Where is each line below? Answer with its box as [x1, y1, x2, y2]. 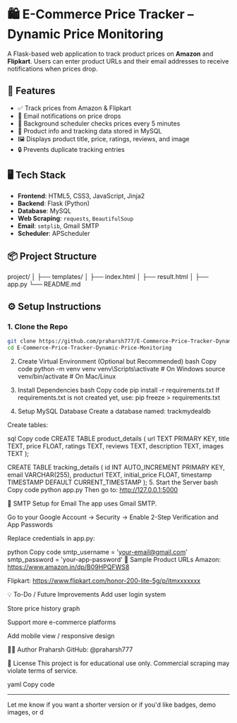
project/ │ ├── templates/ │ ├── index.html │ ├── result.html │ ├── [7, 273, 209, 281]
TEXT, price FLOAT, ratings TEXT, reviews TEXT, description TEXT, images [7, 441, 224, 450]
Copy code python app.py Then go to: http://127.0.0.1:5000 [7, 485, 178, 494]
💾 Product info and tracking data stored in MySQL [17, 126, 162, 135]
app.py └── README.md [7, 280, 81, 289]
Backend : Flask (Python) [17, 199, 90, 208]
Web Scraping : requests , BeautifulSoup [17, 214, 134, 222]
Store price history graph [7, 604, 80, 612]
